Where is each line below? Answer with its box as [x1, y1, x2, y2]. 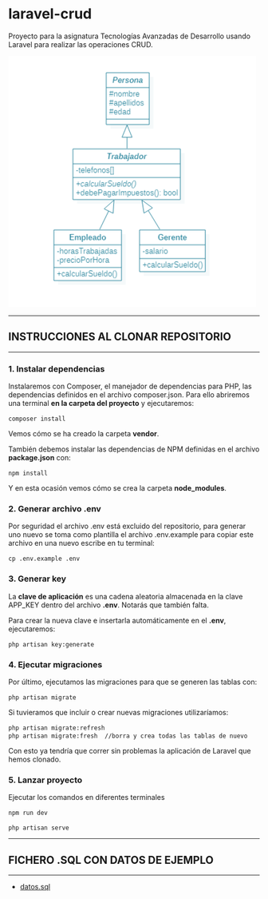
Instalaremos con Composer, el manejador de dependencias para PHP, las [8, 381, 253, 392]
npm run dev [8, 809, 48, 817]
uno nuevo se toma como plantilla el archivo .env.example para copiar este [8, 530, 254, 539]
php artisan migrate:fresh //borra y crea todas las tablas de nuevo [8, 732, 248, 740]
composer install [8, 415, 66, 424]
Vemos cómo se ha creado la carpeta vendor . [8, 429, 160, 439]
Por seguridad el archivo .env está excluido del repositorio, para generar [8, 521, 246, 531]
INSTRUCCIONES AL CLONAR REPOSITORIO [8, 330, 231, 344]
